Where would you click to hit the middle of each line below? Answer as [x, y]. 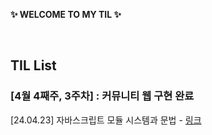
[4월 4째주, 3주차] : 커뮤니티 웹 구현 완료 [102, 96]
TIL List [33, 65]
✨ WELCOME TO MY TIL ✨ [66, 14]
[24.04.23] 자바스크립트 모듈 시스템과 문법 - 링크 [106, 120]
